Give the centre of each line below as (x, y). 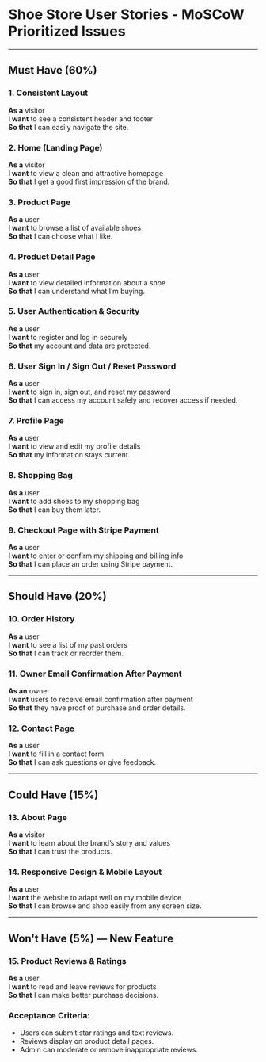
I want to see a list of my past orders (68, 644)
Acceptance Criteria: (49, 1015)
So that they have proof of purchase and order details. (97, 708)
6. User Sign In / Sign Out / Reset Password (92, 366)
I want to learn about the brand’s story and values (89, 842)
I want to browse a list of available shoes (75, 228)
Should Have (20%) (57, 596)
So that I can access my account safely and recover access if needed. (123, 400)
